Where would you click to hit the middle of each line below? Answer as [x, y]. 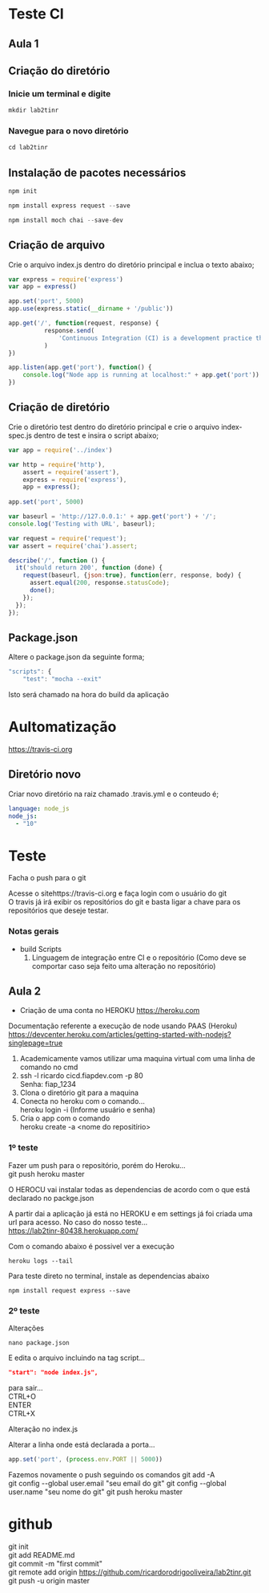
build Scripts [41, 949]
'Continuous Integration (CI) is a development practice [155, 338]
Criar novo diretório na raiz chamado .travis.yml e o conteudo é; [113, 794]
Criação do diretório [59, 70]
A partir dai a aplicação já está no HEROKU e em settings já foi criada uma [130, 1213]
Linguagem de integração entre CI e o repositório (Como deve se [139, 958]
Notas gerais [34, 931]
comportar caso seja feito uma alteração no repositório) [124, 966]
